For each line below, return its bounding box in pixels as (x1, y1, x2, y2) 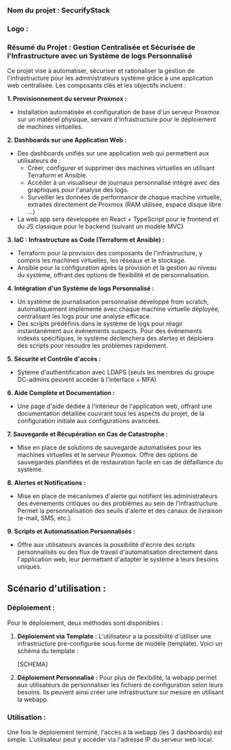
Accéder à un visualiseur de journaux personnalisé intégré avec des (27, 178, 220, 187)
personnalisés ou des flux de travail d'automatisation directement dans (16, 548, 219, 556)
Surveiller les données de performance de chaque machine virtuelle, (27, 193, 222, 202)
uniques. (16, 563, 43, 571)
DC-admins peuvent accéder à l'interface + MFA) (16, 376, 157, 384)
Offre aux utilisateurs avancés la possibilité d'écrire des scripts (16, 541, 195, 549)
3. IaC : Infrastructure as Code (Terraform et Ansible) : (7, 236, 165, 244)
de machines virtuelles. (16, 122, 84, 131)
